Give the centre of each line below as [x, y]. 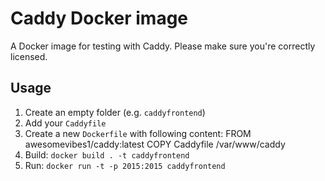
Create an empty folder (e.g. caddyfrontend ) [115, 112]
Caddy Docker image [99, 18]
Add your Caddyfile [65, 123]
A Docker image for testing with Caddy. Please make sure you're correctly [163, 46]
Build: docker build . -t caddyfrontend [107, 154]
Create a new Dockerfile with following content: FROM [138, 133]
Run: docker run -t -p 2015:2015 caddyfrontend [125, 165]
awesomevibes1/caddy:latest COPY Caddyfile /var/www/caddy [155, 144]
